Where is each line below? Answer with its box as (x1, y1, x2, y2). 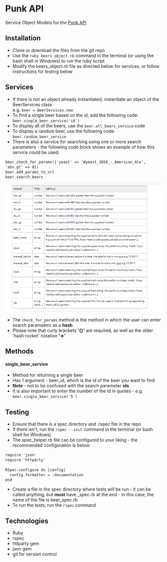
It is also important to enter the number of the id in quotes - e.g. (12, 388, 144, 394)
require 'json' (5, 453, 37, 458)
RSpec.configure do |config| (5, 468, 66, 473)
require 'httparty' (5, 458, 46, 463)
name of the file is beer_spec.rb (12, 497, 78, 503)
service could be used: (12, 149, 60, 155)
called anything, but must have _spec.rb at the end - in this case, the (12, 492, 154, 498)
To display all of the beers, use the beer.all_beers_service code (12, 123, 146, 129)
